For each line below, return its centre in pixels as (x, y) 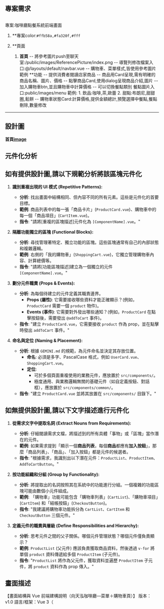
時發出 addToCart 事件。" (44, 330)
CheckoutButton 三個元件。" (47, 515)
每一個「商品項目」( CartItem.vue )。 (55, 215)
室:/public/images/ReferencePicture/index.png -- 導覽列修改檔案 (84, 62)
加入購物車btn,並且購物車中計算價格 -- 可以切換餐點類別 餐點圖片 (85, 86)
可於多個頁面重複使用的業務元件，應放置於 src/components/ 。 (96, 375)
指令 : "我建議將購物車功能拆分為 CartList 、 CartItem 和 (75, 509)
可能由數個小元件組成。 (47, 491)
